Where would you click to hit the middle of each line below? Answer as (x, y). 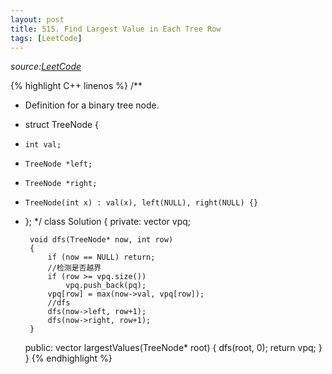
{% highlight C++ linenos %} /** (76, 86)
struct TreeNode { (62, 125)
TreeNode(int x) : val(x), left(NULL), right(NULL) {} (141, 203)
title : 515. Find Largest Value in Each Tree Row (116, 29)
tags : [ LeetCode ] (46, 38)
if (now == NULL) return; (101, 257)
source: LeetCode (46, 67)
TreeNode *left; (58, 164)
